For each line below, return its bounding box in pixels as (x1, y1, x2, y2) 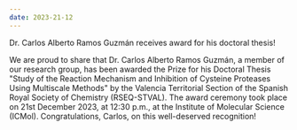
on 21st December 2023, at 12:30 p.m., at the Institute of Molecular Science (9, 101, 285, 111)
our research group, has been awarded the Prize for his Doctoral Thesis (9, 64, 271, 74)
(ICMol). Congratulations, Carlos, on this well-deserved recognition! (9, 111, 257, 121)
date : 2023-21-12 (9, 12, 74, 22)
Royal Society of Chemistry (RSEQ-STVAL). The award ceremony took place (9, 92, 288, 103)
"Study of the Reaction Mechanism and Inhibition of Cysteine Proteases (9, 73, 271, 84)
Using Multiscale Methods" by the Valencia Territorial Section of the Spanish (9, 82, 289, 93)
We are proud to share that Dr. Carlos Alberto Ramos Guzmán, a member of (9, 54, 285, 65)
